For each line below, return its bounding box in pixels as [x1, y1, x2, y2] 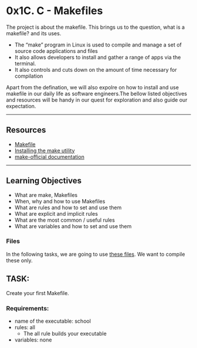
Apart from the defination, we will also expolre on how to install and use [6, 83, 179, 91]
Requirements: [6, 304, 49, 312]
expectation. [6, 102, 36, 109]
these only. [6, 257, 33, 264]
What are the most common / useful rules [14, 216, 116, 223]
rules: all [14, 323, 35, 330]
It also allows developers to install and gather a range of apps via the [14, 53, 181, 61]
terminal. [14, 60, 36, 67]
